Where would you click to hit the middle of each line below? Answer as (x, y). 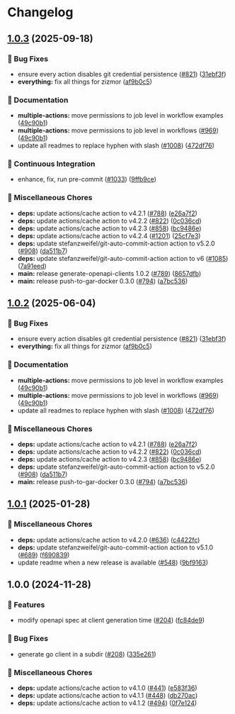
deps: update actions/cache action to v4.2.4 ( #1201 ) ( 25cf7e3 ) (109, 235)
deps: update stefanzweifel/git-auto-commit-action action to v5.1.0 (115, 547)
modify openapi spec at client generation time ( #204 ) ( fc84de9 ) (111, 620)
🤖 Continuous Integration (51, 164)
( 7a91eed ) (32, 266)
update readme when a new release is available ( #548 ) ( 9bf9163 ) (113, 562)
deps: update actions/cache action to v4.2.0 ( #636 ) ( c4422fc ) (109, 540)
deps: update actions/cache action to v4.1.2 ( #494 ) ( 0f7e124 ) (107, 703)
